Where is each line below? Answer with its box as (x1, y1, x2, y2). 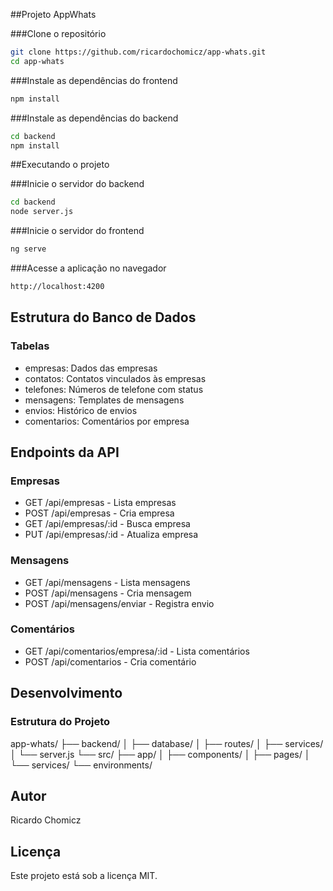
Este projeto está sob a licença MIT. (10, 870, 158, 882)
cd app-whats (10, 56, 65, 66)
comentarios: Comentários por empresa (24, 415, 190, 427)
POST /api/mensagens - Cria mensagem (24, 587, 192, 599)
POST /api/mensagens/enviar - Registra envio (24, 597, 215, 609)
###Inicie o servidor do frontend (10, 225, 145, 237)
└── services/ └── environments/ (10, 759, 153, 771)
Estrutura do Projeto (10, 715, 111, 729)
